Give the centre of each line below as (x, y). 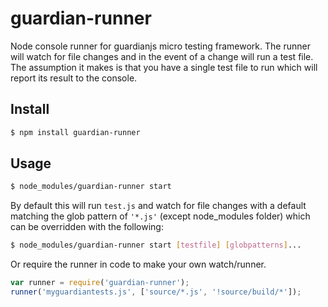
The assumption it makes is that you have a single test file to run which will (164, 67)
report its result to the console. (74, 78)
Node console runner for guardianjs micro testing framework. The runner (160, 46)
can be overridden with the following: (87, 227)
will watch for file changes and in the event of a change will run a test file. (162, 56)
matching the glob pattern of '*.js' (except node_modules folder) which (160, 216)
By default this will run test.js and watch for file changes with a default (158, 206)
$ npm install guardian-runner (75, 132)
